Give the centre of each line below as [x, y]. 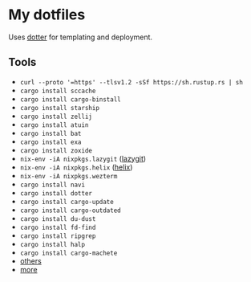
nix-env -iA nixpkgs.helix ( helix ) [76, 167]
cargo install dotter [56, 193]
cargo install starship [60, 108]
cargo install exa [51, 142]
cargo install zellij [56, 116]
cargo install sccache [58, 91]
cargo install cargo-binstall [71, 99]
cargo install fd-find [58, 227]
